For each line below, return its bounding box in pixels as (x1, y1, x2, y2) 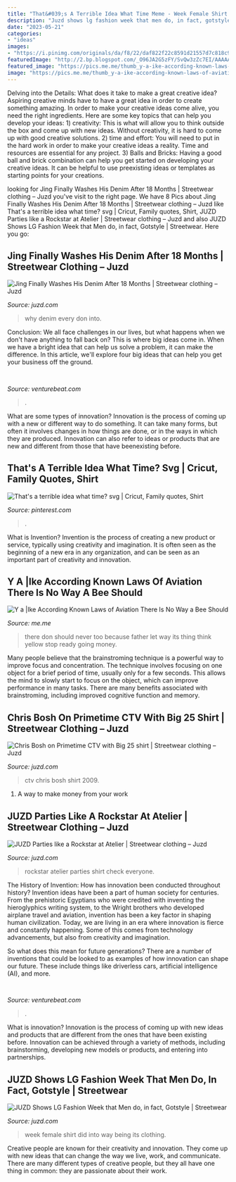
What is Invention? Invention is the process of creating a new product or (7, 533, 216, 541)
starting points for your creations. (7, 170, 104, 180)
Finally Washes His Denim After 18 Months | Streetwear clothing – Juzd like (7, 199, 225, 208)
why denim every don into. (24, 314, 102, 323)
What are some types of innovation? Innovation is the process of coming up (7, 411, 226, 420)
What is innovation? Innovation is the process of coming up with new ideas (7, 1023, 223, 1032)
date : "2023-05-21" (7, 23, 65, 30)
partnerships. (7, 1053, 46, 1062)
